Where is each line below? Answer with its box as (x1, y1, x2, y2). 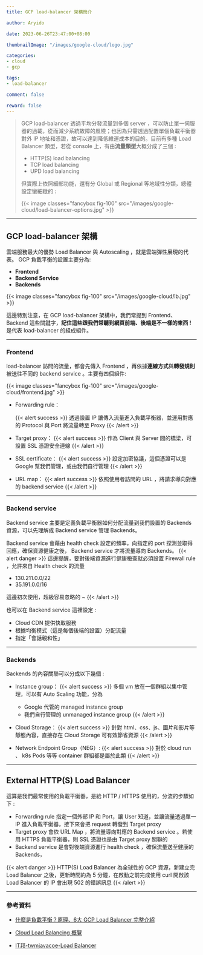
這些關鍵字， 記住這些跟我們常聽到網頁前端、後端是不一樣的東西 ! (29, 319, 192, 326)
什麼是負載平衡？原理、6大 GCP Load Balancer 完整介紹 (14, 916, 155, 923)
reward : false (6, 103, 42, 109)
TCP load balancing (30, 161, 79, 169)
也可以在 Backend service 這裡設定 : (6, 606, 97, 613)
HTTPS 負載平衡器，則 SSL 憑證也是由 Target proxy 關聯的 (22, 835, 168, 843)
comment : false (6, 92, 45, 98)
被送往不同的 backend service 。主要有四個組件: (6, 370, 127, 377)
